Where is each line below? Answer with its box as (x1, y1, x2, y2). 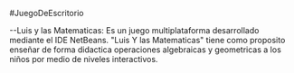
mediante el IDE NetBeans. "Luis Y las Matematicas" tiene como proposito (9, 35, 286, 45)
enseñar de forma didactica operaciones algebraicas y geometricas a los (9, 44, 282, 55)
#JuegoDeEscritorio (9, 8, 84, 18)
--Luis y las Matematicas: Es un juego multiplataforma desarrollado (9, 25, 260, 35)
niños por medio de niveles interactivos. (9, 54, 158, 64)
